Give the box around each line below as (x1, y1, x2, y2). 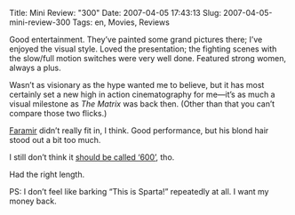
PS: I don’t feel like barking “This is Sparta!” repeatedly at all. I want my (9, 187, 269, 196)
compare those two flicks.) (9, 108, 108, 118)
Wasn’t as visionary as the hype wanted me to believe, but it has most (9, 80, 265, 90)
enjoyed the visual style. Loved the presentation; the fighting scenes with (9, 44, 277, 54)
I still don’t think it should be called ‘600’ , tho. (9, 152, 175, 163)
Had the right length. (9, 169, 85, 179)
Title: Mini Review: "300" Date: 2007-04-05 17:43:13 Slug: (9, 8, 222, 18)
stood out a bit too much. (9, 135, 101, 145)
